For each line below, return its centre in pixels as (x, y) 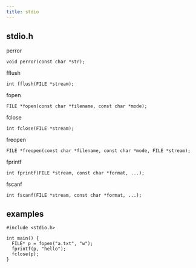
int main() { (23, 238)
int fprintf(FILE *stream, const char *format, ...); (76, 173)
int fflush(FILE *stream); (40, 84)
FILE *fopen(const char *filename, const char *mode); (77, 106)
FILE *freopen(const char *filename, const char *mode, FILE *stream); (98, 151)
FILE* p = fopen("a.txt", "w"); (53, 244)
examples (25, 214)
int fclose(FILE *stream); (40, 129)
